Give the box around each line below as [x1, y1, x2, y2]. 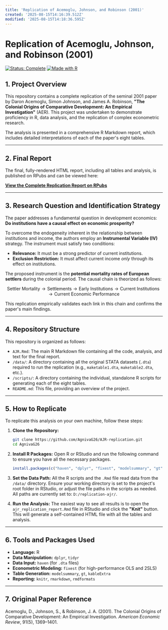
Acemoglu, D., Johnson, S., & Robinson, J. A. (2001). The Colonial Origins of [5, 608, 161, 614]
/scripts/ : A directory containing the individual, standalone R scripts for [12, 375, 161, 381]
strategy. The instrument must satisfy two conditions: [5, 240, 115, 246]
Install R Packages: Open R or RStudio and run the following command [12, 451, 159, 457]
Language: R [12, 549, 40, 555]
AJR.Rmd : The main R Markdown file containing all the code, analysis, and [12, 348, 162, 354]
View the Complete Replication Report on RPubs [5, 182, 107, 188]
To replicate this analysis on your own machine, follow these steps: [5, 418, 143, 424]
